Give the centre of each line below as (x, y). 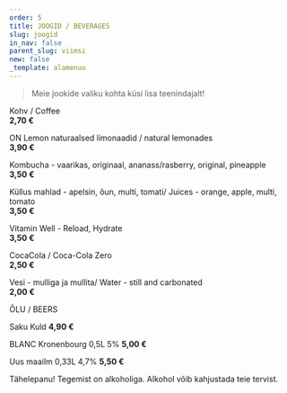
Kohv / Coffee (35, 111)
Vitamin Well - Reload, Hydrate (66, 228)
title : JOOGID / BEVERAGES (60, 26)
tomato (22, 201)
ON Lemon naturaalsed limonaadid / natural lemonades (111, 138)
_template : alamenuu (48, 68)
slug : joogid (34, 34)
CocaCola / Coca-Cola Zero (61, 255)
